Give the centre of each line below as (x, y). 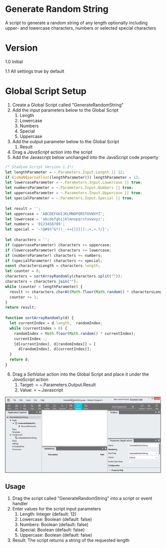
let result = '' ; (23, 208)
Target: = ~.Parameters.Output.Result (58, 385)
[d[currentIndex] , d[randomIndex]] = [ (55, 344)
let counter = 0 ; (23, 271)
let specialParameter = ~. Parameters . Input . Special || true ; (69, 198)
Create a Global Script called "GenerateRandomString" (68, 105)
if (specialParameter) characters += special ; (54, 261)
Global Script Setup (46, 91)
